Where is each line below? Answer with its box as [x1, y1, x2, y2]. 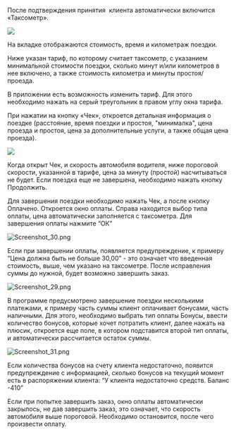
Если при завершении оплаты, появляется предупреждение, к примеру [7, 247, 224, 255]
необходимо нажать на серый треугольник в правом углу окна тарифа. [7, 98, 223, 106]
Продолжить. [7, 183, 48, 191]
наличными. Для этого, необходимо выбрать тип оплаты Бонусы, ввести [7, 312, 228, 319]
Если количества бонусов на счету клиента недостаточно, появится [7, 361, 213, 369]
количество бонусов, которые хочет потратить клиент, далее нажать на [7, 319, 225, 327]
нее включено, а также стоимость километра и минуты [7, 69, 175, 77]
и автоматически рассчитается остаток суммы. [7, 334, 151, 342]
